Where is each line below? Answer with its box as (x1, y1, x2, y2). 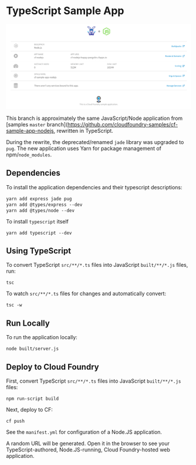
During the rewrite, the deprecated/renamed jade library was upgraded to (6, 138, 184, 145)
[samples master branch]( (6, 121, 68, 128)
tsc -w (6, 302, 22, 308)
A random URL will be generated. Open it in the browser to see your (6, 440, 170, 447)
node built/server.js (6, 346, 59, 352)
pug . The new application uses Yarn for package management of (6, 145, 161, 152)
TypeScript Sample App (6, 4, 124, 18)
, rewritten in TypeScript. (53, 127, 113, 134)
